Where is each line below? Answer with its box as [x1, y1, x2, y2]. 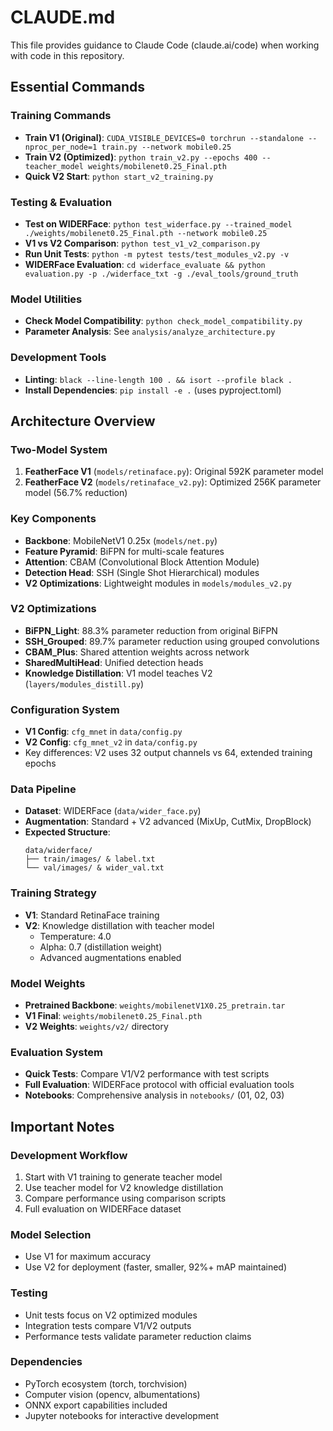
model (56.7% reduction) [24, 487, 128, 499]
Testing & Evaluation [10, 195, 113, 209]
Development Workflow [10, 1148, 128, 1162]
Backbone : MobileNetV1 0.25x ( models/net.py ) [24, 534, 218, 546]
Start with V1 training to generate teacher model [24, 1171, 223, 1183]
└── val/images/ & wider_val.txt [24, 863, 165, 873]
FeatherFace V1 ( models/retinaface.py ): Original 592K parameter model [24, 466, 324, 478]
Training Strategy [10, 886, 97, 900]
